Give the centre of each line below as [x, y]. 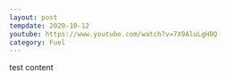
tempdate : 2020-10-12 [50, 26]
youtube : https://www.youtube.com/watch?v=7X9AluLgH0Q [113, 34]
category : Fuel [38, 42]
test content [31, 68]
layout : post [33, 17]
